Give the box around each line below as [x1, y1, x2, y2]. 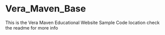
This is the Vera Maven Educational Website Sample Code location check [5, 19, 160, 25]
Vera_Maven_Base [5, 3, 86, 14]
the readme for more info [5, 24, 58, 30]
